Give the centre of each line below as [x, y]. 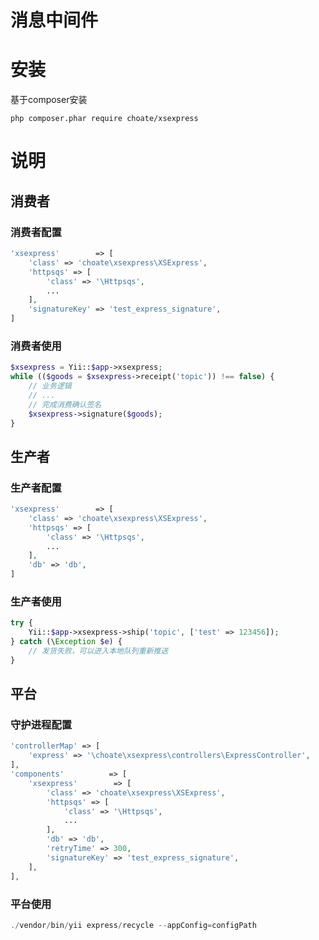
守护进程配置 [41, 725]
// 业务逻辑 [50, 386]
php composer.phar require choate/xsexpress [104, 119]
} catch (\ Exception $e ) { [66, 642]
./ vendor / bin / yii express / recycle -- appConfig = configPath [133, 925]
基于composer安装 [49, 100]
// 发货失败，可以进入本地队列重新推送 [98, 651]
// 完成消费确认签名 [65, 404]
